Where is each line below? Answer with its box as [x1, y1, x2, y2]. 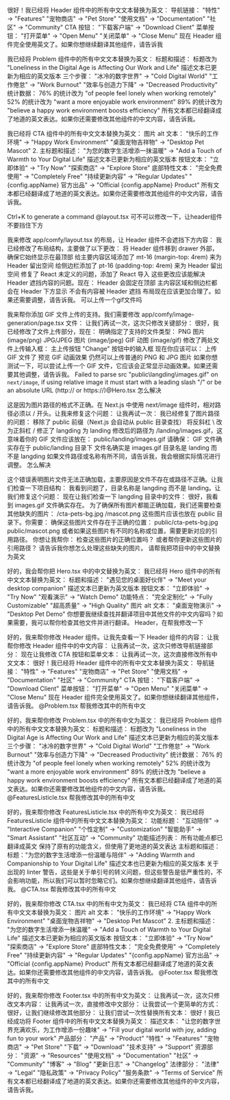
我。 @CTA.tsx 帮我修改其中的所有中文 [7, 885, 116, 893]
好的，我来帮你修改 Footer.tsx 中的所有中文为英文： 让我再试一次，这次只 [7, 992, 214, 999]
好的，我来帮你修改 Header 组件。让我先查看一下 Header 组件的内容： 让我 [7, 633, 219, 641]
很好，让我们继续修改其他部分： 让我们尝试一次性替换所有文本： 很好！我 [7, 1009, 214, 1016]
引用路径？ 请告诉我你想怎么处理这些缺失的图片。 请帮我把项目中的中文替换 [7, 544, 220, 552]
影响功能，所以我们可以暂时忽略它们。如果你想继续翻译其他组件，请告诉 [12, 876, 217, 885]
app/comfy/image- [141, 311, 194, 318]
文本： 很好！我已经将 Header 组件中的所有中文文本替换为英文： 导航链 [12, 659, 215, 667]
